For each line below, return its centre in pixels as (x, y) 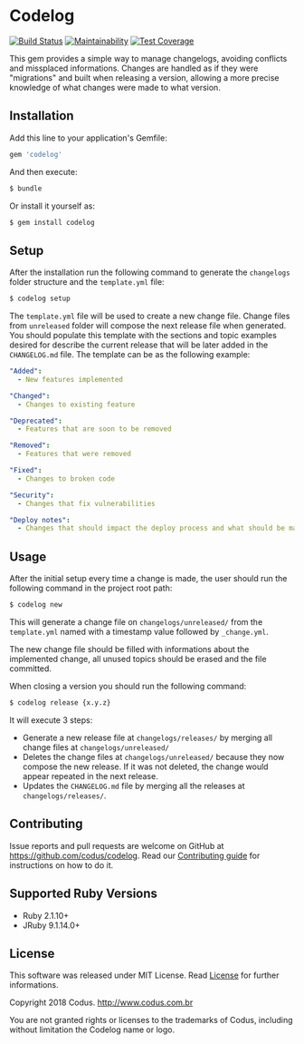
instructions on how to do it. (62, 865)
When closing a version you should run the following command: (128, 686)
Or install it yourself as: (52, 206)
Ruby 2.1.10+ (46, 915)
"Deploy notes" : (40, 520)
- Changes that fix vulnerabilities (86, 503)
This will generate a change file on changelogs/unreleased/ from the (136, 622)
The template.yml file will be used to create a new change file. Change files (150, 316)
